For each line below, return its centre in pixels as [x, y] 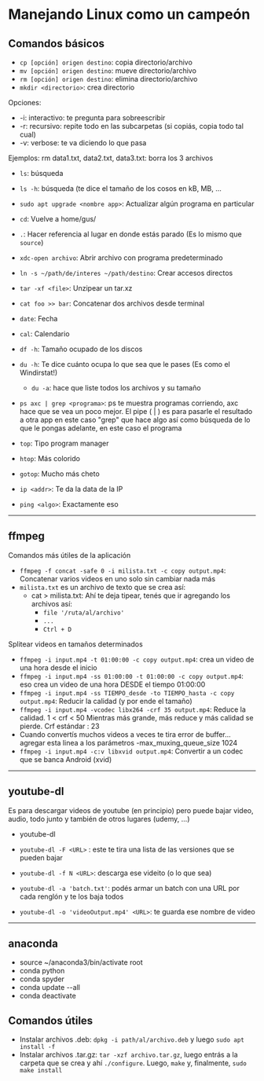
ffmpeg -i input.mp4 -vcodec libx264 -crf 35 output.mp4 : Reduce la [132, 709]
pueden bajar [41, 857]
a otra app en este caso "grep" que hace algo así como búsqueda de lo [135, 420]
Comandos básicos [56, 44]
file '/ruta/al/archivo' [84, 613]
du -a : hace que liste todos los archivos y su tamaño [116, 388]
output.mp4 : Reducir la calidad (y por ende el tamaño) [106, 701]
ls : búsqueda [41, 173]
